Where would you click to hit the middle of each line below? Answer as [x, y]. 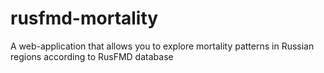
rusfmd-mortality [84, 18]
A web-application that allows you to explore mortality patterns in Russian [162, 46]
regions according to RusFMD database [92, 56]
